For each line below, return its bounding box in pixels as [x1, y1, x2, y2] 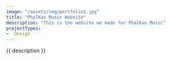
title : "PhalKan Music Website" [6, 14, 86, 20]
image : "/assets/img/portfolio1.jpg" [6, 8, 100, 15]
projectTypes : [6, 25, 42, 31]
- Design [6, 31, 31, 37]
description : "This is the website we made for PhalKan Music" [6, 20, 166, 26]
